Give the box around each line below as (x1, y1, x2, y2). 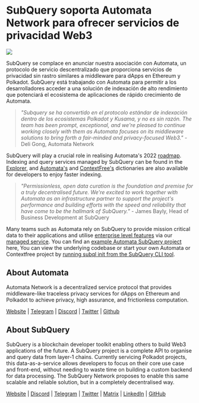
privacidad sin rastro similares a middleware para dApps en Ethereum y (6, 72, 181, 79)
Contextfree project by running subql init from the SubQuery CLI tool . (6, 250, 175, 258)
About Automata (6, 268, 69, 278)
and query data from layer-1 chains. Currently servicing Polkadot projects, (6, 353, 187, 360)
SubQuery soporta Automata (6, 4, 152, 17)
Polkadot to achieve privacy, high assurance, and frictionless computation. (6, 296, 189, 303)
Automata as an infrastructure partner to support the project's (20, 195, 174, 202)
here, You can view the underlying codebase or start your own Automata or (6, 244, 191, 251)
